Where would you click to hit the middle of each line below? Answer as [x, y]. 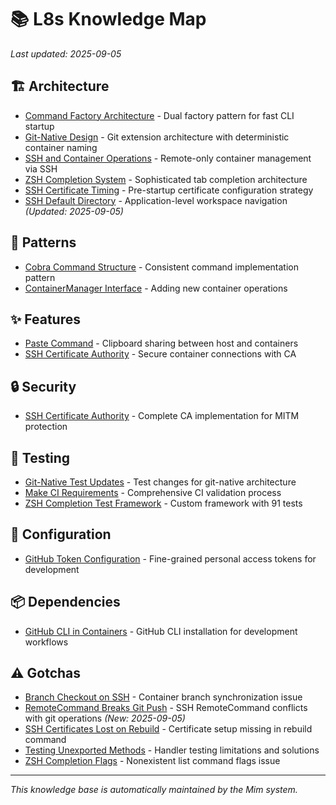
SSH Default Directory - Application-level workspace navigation [156, 200]
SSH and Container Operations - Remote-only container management [168, 158]
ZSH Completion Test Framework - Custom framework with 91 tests [163, 503]
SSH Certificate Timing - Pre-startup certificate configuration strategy [169, 190]
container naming [61, 147]
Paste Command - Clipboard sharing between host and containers [161, 343]
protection [46, 427]
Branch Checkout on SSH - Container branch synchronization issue [163, 697]
